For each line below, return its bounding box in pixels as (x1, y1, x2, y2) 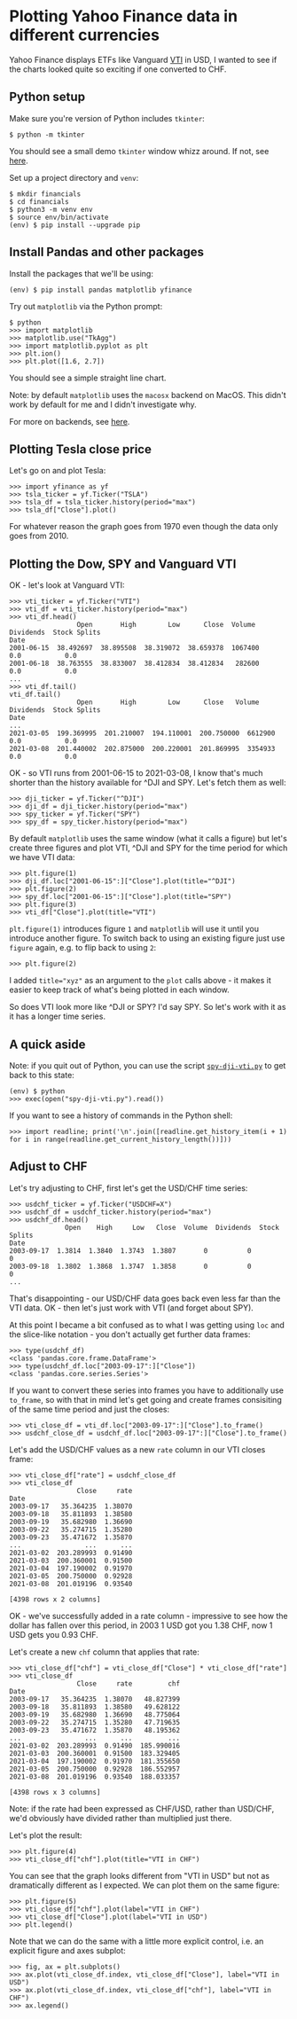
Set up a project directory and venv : (9, 172, 139, 183)
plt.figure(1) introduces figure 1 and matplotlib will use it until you (9, 924, 260, 935)
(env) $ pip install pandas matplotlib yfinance (9, 286, 192, 294)
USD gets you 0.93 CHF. (9, 1629, 99, 1639)
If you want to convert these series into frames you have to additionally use (9, 1385, 285, 1396)
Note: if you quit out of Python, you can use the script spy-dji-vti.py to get (9, 1060, 286, 1070)
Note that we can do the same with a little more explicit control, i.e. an (9, 1936, 264, 1946)
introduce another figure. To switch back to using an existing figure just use (9, 933, 285, 943)
